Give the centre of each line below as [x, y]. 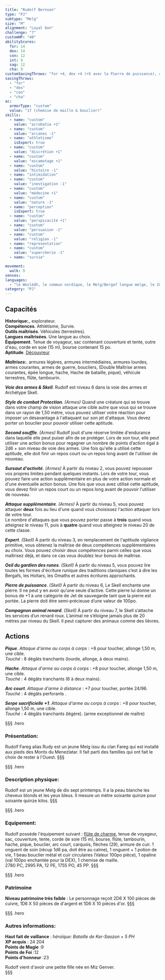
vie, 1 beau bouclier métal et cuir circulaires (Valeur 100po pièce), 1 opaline [81, 855]
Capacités [21, 309]
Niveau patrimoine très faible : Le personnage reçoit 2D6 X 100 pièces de [80, 898]
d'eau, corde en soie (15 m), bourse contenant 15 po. [58, 347]
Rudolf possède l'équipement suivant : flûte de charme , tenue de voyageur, [81, 834]
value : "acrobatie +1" [37, 124]
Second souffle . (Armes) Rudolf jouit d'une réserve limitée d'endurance [78, 433]
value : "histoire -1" [36, 170]
